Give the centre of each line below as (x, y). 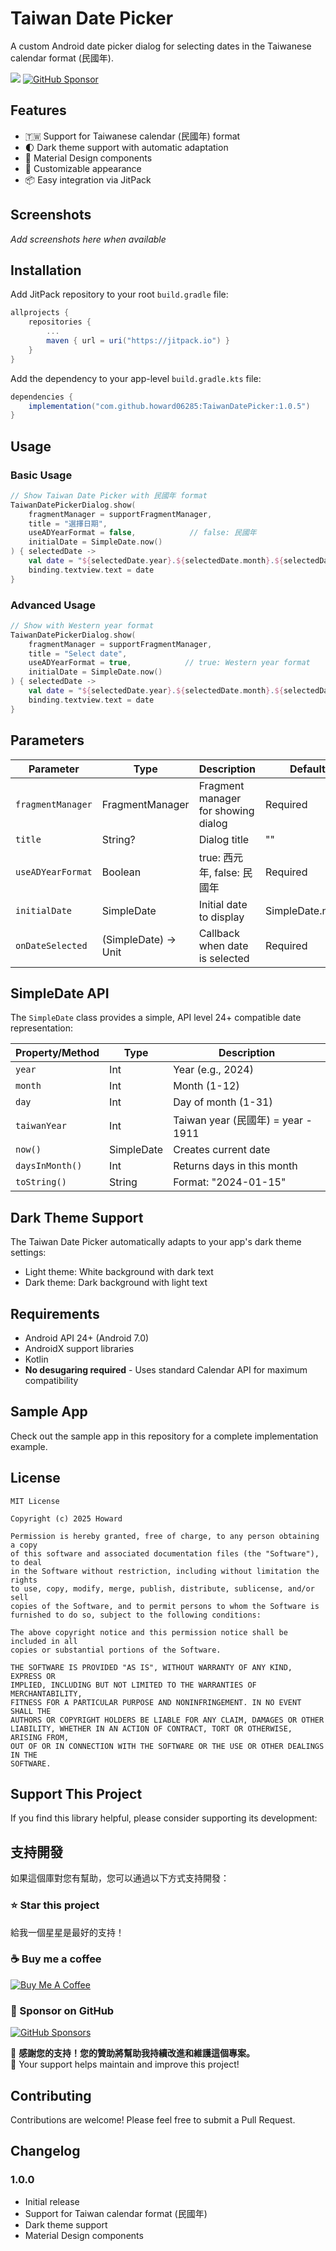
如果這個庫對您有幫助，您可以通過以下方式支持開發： (120, 1878)
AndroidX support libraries (79, 1348)
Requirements (55, 1313)
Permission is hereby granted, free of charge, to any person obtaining (165, 1536)
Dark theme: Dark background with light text (116, 1283)
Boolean (121, 872)
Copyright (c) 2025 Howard (66, 1518)
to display (221, 917)
